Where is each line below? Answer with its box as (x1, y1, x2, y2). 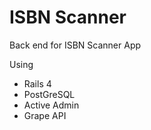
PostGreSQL (23, 88, 76, 100)
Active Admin (23, 99, 80, 111)
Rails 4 (23, 77, 52, 90)
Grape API (23, 109, 67, 121)
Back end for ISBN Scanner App (9, 39, 142, 51)
